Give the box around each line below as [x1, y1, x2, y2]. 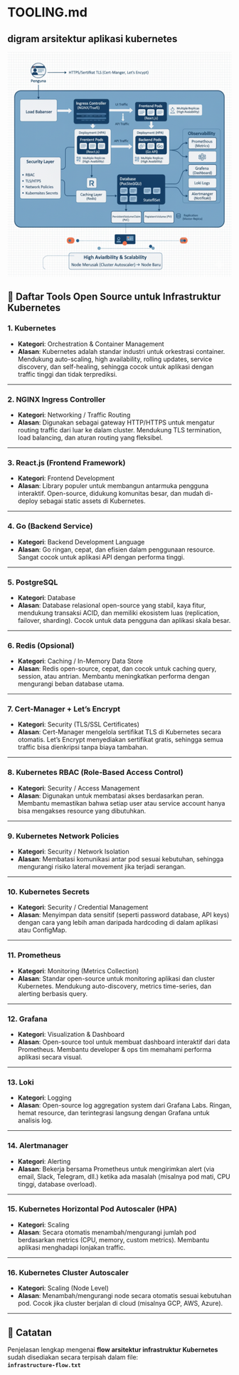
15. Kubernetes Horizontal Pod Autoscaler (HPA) [7, 1204, 178, 1214]
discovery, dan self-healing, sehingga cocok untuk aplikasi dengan [17, 362, 214, 371]
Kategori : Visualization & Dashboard [17, 1030, 124, 1038]
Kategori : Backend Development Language [17, 537, 145, 546]
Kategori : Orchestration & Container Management [17, 340, 165, 348]
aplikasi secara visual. [17, 1052, 83, 1061]
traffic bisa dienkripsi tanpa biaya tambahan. [17, 743, 149, 751]
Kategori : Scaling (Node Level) [17, 1284, 109, 1292]
